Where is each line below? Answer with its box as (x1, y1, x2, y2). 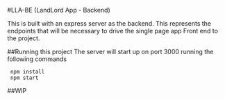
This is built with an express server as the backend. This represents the (7, 19, 212, 27)
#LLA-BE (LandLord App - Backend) (7, 6, 111, 14)
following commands (7, 55, 67, 63)
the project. (7, 34, 40, 42)
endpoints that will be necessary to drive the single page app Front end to (7, 27, 219, 35)
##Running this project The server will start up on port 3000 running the (7, 48, 214, 56)
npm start (10, 74, 39, 81)
